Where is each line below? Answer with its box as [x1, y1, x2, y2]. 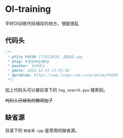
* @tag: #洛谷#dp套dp [7, 59, 50, 64]
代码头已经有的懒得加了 [5, 97, 53, 103]
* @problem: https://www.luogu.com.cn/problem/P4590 [7, 73, 119, 78]
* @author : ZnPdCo [7, 63, 45, 69]
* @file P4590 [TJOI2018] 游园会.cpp [7, 54, 83, 59]
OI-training [5, 3, 51, 15]
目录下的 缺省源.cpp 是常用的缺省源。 [5, 127, 80, 133]
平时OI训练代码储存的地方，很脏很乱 [5, 20, 79, 26]
